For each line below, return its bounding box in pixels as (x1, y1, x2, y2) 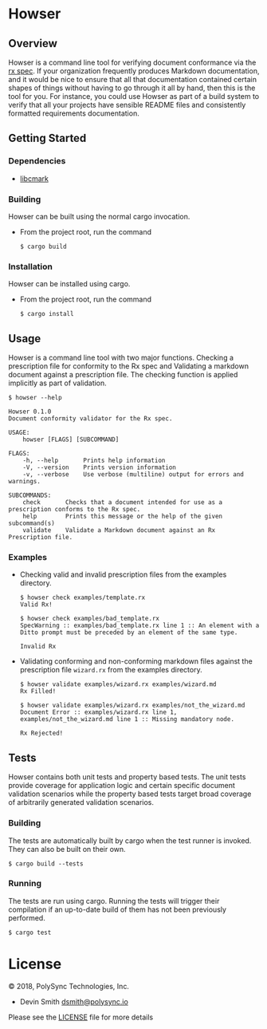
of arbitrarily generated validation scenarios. (8, 798, 154, 807)
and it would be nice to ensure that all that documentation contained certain (8, 75, 257, 84)
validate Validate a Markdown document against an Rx (22, 526, 216, 534)
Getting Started (8, 132, 87, 145)
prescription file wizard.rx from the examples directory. (19, 665, 202, 675)
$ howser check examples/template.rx (19, 593, 146, 602)
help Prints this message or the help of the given (22, 512, 223, 521)
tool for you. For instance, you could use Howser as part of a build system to (8, 92, 260, 101)
